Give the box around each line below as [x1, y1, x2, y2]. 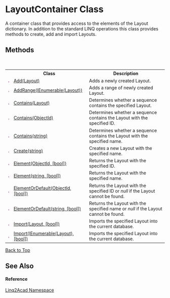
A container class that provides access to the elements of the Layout [5, 20, 148, 26]
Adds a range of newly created [89, 85, 153, 91]
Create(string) [13, 148, 43, 154]
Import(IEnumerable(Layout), [13, 231, 74, 237]
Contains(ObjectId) [13, 115, 54, 121]
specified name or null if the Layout [89, 205, 163, 211]
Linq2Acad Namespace [5, 287, 54, 293]
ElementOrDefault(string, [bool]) [13, 205, 81, 211]
